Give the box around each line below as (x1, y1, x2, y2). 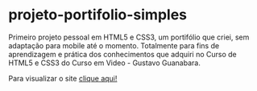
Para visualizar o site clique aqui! (8, 73, 118, 83)
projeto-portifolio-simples (8, 6, 188, 24)
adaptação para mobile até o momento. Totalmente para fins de (8, 40, 220, 50)
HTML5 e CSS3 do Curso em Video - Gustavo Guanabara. (8, 58, 201, 68)
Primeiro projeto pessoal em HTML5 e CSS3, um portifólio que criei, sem (8, 32, 250, 42)
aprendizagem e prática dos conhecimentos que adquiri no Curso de (8, 49, 237, 59)
